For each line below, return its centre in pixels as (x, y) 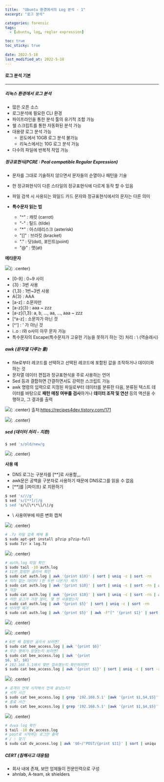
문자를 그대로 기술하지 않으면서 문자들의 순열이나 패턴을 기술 (70, 175)
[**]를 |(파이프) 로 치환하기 (38, 487)
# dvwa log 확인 (20, 725)
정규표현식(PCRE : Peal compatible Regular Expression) (61, 162)
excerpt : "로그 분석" (25, 14)
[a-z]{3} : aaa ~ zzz (32, 307)
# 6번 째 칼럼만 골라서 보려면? (32, 642)
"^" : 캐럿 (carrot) (36, 217)
